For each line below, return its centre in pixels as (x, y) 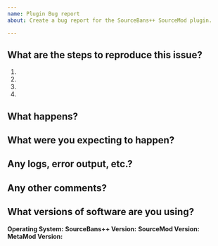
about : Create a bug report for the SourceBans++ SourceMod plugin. (110, 20)
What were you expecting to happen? (91, 140)
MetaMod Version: (35, 236)
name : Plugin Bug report (44, 14)
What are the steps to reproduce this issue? (105, 54)
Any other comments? (57, 188)
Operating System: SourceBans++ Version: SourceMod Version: (103, 228)
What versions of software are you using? (101, 212)
